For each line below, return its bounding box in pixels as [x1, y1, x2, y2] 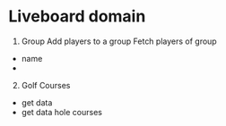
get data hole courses [21, 106, 102, 117]
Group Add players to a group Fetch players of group [21, 36, 217, 46]
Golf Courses [21, 80, 71, 90]
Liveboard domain [8, 6, 146, 27]
